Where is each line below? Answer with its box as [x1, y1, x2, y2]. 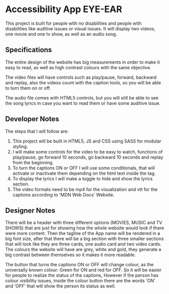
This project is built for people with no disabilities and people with [5, 20, 142, 26]
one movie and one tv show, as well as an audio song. [5, 31, 118, 37]
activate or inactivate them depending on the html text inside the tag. [12, 170, 156, 176]
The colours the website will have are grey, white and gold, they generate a [5, 247, 161, 253]
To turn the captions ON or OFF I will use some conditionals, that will [12, 165, 155, 171]
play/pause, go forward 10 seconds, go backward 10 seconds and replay [12, 154, 163, 160]
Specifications [5, 45, 52, 54]
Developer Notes [5, 115, 60, 123]
